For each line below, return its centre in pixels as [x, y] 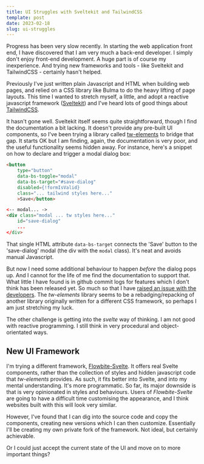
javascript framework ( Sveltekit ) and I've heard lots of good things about [97, 103]
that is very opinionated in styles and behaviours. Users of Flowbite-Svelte [100, 392]
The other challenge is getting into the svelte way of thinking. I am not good [101, 319]
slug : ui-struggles [31, 29]
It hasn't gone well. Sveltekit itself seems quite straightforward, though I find [102, 122]
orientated [19, 332]
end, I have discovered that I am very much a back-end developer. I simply [100, 53]
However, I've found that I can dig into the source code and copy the [92, 417]
